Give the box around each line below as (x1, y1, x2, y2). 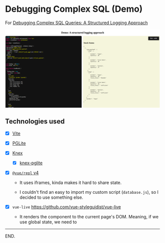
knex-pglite (19, 160, 43, 166)
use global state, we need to (19, 219, 77, 225)
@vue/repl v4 (12, 170, 39, 176)
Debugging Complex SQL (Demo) (5, 3, 143, 15)
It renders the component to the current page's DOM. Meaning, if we (19, 214, 159, 220)
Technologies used (5, 117, 65, 126)
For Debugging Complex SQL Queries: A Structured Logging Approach (5, 20, 148, 26)
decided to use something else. (19, 194, 83, 200)
